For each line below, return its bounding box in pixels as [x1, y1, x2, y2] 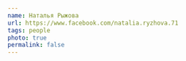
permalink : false [7, 41, 65, 49]
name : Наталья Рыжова [7, 11, 79, 20]
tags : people [7, 26, 51, 34]
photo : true [7, 33, 47, 42]
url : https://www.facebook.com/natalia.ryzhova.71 [7, 19, 179, 27]
